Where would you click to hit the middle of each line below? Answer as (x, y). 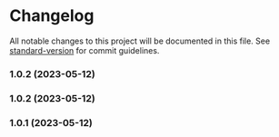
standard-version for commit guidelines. (85, 50)
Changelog (52, 16)
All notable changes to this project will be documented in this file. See (140, 41)
